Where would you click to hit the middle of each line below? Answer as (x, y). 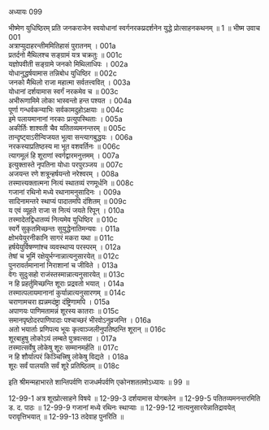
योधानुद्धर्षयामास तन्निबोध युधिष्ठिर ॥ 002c (63, 73)
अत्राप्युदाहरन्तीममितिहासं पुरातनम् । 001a (62, 46)
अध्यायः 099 (26, 12)
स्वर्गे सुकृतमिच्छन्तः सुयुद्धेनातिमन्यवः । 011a (64, 228)
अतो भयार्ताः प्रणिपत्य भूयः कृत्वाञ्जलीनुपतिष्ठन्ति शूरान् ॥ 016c (87, 329)
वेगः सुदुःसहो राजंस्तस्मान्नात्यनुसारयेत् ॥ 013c (67, 274)
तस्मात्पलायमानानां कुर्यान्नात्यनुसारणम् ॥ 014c (67, 293)
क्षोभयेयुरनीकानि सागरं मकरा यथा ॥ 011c (61, 238)
